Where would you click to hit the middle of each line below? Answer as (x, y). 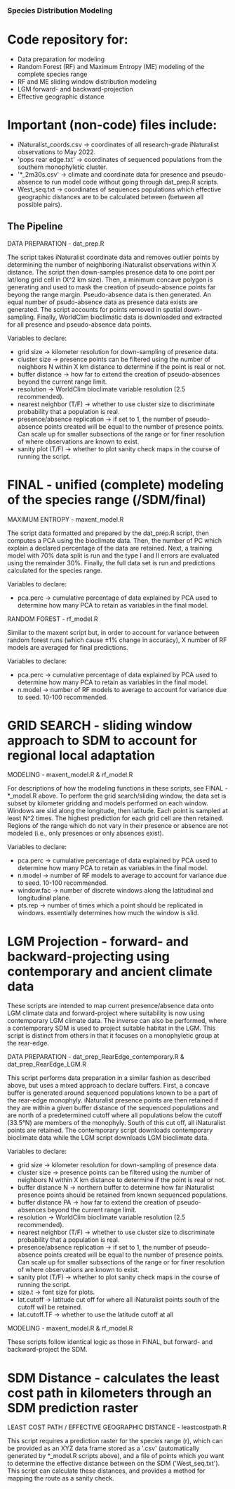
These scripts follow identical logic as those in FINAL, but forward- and (110, 1342)
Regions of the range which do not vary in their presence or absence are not (117, 826)
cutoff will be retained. (50, 1307)
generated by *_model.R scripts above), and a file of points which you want (116, 1456)
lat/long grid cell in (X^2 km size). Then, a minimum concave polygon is (110, 279)
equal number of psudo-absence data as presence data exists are (103, 302)
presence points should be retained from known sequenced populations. (122, 1195)
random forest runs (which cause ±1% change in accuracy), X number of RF (117, 640)
